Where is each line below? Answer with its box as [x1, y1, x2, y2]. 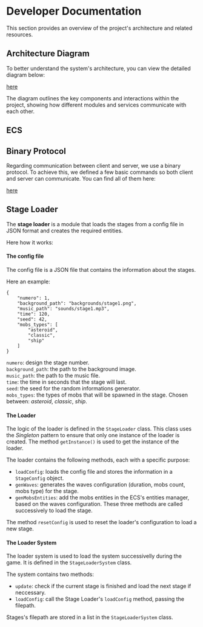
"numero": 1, [17, 295, 50, 301]
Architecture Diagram [6, 49, 90, 59]
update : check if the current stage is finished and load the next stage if [15, 583, 191, 590]
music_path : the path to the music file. [6, 372, 101, 379]
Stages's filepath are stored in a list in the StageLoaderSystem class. [6, 614, 173, 621]
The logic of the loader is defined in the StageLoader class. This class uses [6, 425, 192, 432]
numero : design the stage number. [6, 359, 90, 366]
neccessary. [15, 589, 46, 597]
